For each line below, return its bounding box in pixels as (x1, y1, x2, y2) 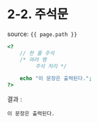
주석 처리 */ (35, 63, 67, 69)
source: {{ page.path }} (7, 29, 78, 38)
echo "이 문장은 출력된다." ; (19, 75, 92, 82)
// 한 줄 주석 (19, 49, 55, 56)
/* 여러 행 (19, 56, 47, 63)
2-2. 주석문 (7, 6, 69, 22)
